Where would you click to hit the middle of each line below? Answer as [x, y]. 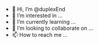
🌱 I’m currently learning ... [44, 22]
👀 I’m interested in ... [37, 15]
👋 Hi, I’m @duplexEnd [39, 9]
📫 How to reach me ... [40, 35]
